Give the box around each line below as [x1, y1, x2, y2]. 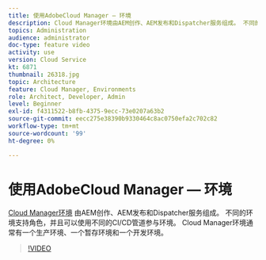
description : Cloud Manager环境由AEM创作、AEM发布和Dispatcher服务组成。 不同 [8, 19, 256, 27]
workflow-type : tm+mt [8, 122, 80, 130]
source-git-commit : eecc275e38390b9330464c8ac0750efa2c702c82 [8, 115, 218, 123]
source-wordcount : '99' [8, 129, 87, 137]
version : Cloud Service [8, 56, 87, 64]
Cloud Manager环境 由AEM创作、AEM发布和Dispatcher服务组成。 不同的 [8, 208, 247, 218]
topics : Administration [8, 26, 87, 34]
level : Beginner [8, 100, 62, 108]
